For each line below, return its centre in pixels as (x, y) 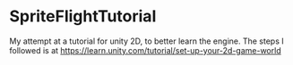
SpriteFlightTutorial (83, 16)
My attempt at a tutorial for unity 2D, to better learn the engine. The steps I (146, 41)
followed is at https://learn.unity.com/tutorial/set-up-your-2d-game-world (145, 50)
